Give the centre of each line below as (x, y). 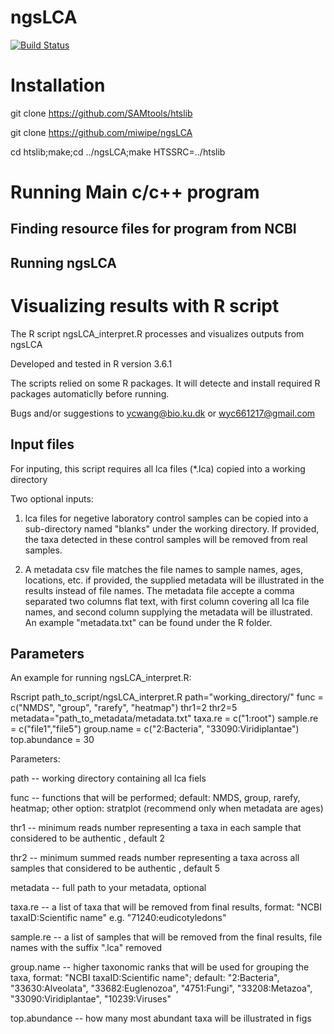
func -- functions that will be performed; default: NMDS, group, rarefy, (155, 798)
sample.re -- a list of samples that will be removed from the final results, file (166, 937)
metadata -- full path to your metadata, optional (108, 888)
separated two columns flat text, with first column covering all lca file (167, 601)
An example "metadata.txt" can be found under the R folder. (148, 622)
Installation (58, 85)
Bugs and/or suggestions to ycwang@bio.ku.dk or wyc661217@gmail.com (163, 413)
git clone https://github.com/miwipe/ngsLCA (101, 132)
